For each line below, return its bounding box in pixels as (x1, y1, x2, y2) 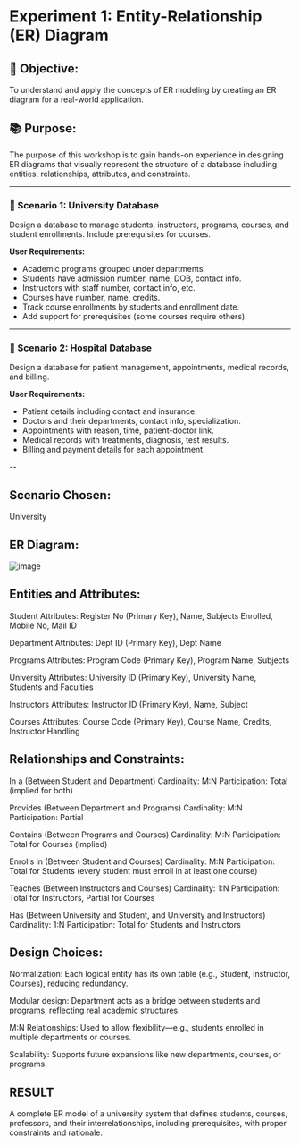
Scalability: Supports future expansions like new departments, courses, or (9, 1049, 281, 1060)
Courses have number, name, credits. (21, 293, 161, 303)
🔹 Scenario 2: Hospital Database (9, 342, 152, 354)
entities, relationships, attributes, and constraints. (9, 168, 191, 179)
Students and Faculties (9, 682, 94, 692)
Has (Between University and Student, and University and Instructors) (9, 910, 266, 920)
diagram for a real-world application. (9, 94, 145, 105)
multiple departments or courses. (9, 1031, 132, 1043)
